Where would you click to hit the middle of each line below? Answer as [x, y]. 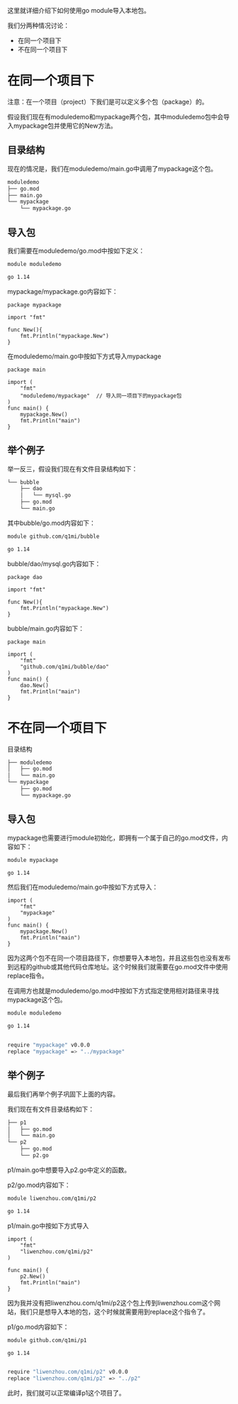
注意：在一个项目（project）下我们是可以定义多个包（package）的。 [108, 101]
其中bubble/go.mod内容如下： [51, 523]
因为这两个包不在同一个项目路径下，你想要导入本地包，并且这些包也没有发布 [119, 958]
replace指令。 [28, 976]
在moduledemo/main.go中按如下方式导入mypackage [84, 356]
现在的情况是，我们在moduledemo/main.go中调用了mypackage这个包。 [112, 168]
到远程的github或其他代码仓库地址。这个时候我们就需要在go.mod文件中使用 [118, 967]
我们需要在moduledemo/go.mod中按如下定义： [76, 250]
